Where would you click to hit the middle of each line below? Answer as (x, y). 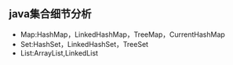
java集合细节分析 (51, 14)
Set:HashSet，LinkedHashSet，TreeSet (84, 44)
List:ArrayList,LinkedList (59, 52)
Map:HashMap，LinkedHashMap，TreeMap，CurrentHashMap (123, 34)
